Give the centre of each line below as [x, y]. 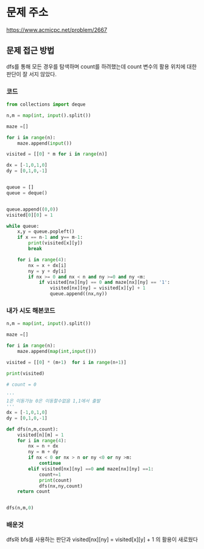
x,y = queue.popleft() [46, 232]
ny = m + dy [44, 452]
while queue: [23, 226]
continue [50, 464]
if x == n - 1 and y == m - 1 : [50, 238]
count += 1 [50, 474]
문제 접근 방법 [30, 50]
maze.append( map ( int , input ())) [57, 351]
